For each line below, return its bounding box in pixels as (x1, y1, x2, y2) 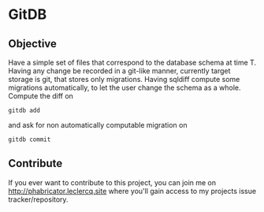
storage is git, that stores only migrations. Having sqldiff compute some (8, 75, 240, 84)
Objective (8, 37, 58, 50)
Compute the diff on (8, 91, 73, 100)
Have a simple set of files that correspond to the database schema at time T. (8, 58, 257, 67)
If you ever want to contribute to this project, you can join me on (8, 177, 217, 187)
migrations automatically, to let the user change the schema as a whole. (8, 83, 241, 92)
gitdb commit (8, 136, 51, 143)
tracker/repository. (8, 195, 69, 204)
